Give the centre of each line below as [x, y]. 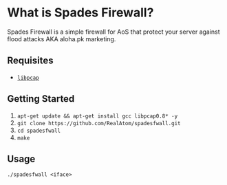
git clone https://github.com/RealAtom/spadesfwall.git [99, 123]
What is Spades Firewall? [80, 13]
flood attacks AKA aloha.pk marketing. [62, 39]
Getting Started [41, 99]
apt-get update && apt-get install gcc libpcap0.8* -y [97, 116]
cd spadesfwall [39, 131]
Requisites [30, 61]
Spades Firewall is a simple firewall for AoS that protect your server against [113, 32]
